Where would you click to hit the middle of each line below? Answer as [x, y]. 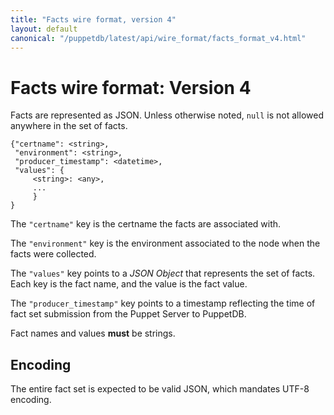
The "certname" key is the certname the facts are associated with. [146, 224]
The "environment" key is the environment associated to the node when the [165, 243]
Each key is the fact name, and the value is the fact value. [129, 284]
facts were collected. [53, 254]
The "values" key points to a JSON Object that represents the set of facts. [163, 273]
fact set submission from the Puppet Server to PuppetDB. [128, 314]
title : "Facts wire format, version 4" [93, 19]
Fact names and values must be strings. [93, 333]
